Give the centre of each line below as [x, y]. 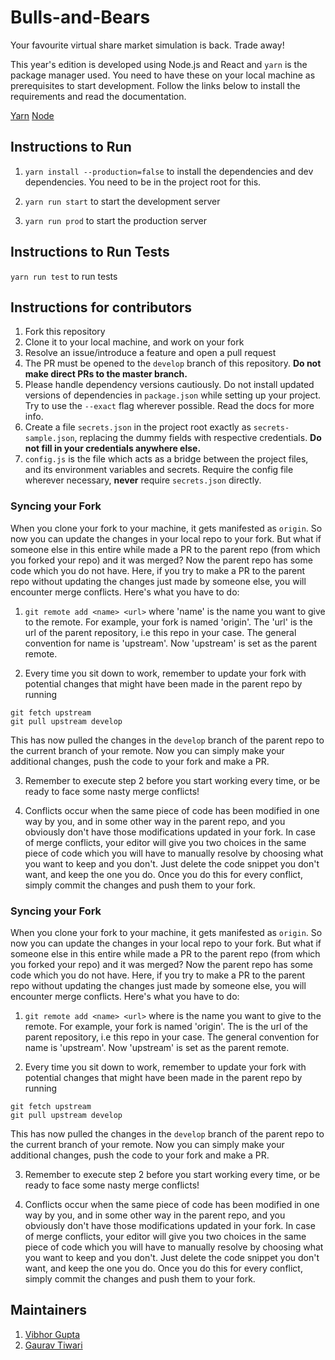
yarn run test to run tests [64, 276]
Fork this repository [65, 332]
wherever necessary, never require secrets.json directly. [143, 480]
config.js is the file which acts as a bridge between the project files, [166, 459]
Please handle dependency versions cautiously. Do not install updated [169, 385]
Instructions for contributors [101, 307]
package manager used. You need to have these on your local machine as [163, 75]
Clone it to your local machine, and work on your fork [134, 342]
